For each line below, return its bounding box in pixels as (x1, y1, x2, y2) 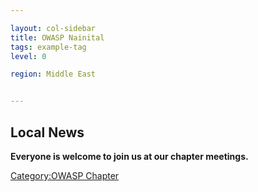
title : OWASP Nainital (10, 32, 105, 43)
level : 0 (10, 51, 47, 61)
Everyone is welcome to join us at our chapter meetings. (10, 150, 249, 162)
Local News (10, 124, 85, 141)
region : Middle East (10, 69, 97, 80)
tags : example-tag (10, 42, 87, 52)
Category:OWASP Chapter (10, 169, 120, 181)
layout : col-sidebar (10, 23, 97, 33)
